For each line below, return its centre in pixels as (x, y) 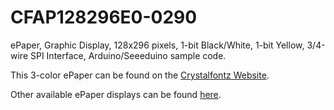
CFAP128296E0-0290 (104, 17)
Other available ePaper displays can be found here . (116, 94)
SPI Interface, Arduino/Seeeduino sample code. (128, 55)
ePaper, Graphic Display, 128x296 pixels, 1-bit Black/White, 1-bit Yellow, (157, 45)
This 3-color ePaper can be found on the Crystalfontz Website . (140, 75)
